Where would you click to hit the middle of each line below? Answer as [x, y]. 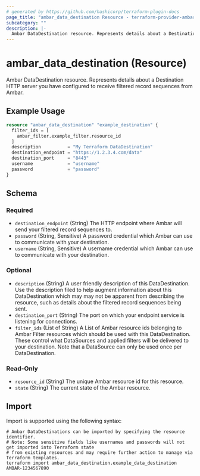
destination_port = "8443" [50, 158]
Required [20, 210]
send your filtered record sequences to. [63, 229]
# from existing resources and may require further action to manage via [100, 452]
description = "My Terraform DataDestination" [82, 147]
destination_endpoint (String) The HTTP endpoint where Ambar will [98, 223]
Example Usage [36, 111]
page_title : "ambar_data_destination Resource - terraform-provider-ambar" [102, 17]
